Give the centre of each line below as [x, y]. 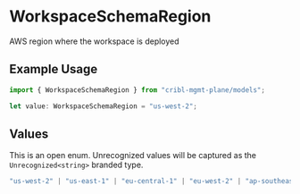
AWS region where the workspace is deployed [95, 41]
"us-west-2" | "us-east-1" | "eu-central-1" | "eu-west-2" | [125, 181]
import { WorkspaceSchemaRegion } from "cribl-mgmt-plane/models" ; [137, 90]
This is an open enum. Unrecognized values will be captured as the [133, 156]
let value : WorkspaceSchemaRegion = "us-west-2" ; [104, 106]
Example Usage [54, 69]
